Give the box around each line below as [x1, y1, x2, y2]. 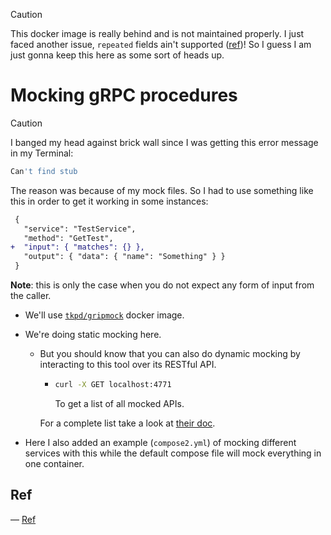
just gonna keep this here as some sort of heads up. [10, 49, 225, 61]
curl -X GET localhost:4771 [54, 380, 172, 390]
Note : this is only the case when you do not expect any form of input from [10, 279, 315, 291]
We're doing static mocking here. [24, 329, 162, 341]
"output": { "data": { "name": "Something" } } [23, 252, 226, 262]
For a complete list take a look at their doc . [39, 417, 216, 429]
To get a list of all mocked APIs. [54, 397, 185, 409]
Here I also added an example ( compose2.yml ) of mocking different [24, 436, 297, 448]
